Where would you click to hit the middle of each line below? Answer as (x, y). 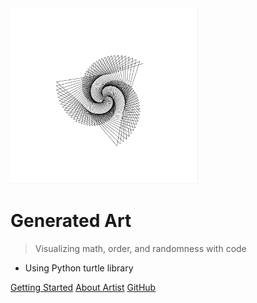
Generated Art (71, 221)
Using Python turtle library (79, 268)
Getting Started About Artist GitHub (83, 288)
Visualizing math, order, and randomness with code (140, 249)
